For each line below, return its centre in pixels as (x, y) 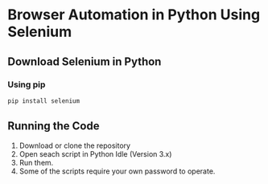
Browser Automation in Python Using (134, 15)
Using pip (27, 84)
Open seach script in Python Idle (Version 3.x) (95, 153)
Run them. (36, 162)
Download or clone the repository (74, 145)
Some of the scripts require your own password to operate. (117, 171)
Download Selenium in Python (85, 61)
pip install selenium (44, 101)
